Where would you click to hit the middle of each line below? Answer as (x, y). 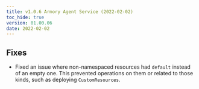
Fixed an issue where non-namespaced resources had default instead (103, 67)
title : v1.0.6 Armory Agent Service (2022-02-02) (70, 12)
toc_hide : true (25, 17)
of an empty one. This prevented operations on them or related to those (104, 73)
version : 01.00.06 (29, 23)
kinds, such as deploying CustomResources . (68, 80)
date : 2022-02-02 (28, 28)
